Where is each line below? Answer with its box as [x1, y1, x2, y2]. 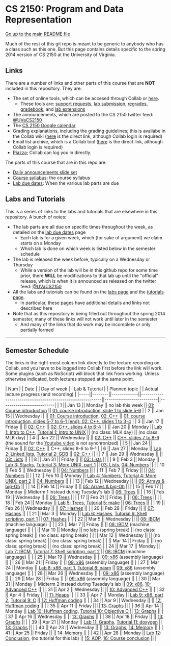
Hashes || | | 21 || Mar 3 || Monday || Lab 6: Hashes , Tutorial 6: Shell [5, 511, 148, 517]
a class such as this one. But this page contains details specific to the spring [5, 46, 165, 52]
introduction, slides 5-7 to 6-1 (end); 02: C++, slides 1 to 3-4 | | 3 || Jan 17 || [5, 418, 164, 425]
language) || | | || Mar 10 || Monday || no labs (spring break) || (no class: [5, 527, 156, 533]
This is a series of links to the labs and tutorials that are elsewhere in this [5, 208, 158, 214]
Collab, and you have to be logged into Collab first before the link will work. [5, 365, 163, 371]
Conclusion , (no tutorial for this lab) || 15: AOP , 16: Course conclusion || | [5, 635, 157, 641]
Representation [5, 14, 72, 26]
